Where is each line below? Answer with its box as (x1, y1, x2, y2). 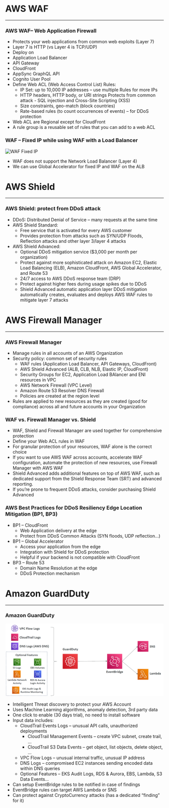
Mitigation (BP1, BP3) (5, 510, 58, 518)
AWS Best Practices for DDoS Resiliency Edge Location (5, 504, 142, 511)
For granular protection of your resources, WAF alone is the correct (12, 444, 152, 450)
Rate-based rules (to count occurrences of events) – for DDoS (20, 108, 149, 114)
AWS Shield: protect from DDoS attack (5, 205, 101, 212)
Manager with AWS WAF (12, 465, 64, 471)
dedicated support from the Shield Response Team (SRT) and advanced (12, 476, 162, 482)
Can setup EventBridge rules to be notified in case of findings (12, 781, 140, 788)
